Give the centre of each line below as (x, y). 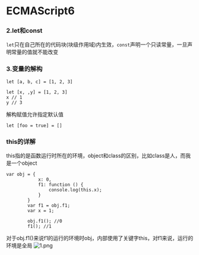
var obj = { (21, 174)
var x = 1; (41, 211)
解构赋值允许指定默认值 (35, 114)
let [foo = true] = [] (34, 125)
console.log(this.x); (75, 190)
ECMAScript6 (41, 11)
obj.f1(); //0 (45, 221)
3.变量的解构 (24, 69)
